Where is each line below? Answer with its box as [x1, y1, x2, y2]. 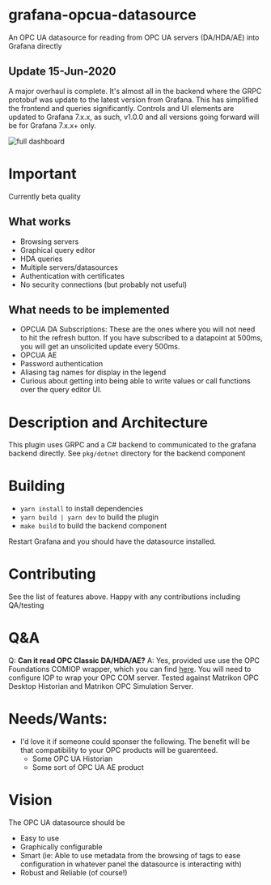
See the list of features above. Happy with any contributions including [8, 592, 241, 601]
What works [8, 215, 71, 229]
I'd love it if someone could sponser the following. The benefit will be [19, 737, 251, 746]
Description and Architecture [8, 413, 209, 431]
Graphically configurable [19, 841, 103, 852]
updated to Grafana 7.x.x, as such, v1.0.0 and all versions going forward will [8, 112, 260, 122]
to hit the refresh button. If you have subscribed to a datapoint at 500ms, [19, 333, 263, 343]
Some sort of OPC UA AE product [32, 763, 144, 772]
